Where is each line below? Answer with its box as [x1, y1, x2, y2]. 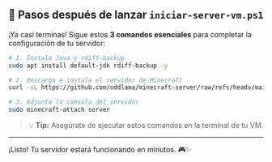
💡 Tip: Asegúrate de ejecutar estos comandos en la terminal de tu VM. [28, 121, 264, 130]
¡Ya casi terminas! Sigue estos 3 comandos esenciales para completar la [8, 29, 253, 39]
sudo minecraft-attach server [8, 106, 111, 114]
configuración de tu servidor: [8, 38, 106, 48]
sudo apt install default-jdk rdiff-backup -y [8, 62, 168, 70]
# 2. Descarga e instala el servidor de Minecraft [8, 76, 183, 84]
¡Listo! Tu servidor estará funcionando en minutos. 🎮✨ [8, 145, 192, 155]
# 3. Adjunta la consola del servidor [8, 98, 139, 106]
